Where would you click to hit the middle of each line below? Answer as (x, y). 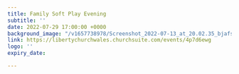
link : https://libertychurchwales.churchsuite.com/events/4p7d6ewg (110, 40)
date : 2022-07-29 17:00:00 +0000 (57, 27)
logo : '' (20, 47)
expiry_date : (27, 54)
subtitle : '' (27, 20)
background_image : (34, 33)
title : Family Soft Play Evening (57, 14)
